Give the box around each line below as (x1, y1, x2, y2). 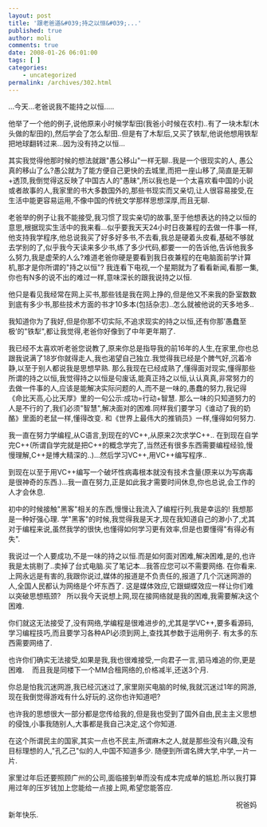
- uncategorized (22, 71, 77, 79)
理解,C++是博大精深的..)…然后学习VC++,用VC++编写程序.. (14, 450, 207, 459)
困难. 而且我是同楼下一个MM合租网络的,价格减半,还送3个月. (8, 665, 209, 674)
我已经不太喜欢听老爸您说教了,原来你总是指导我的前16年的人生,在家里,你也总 (8, 343, 259, 352)
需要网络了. (14, 638, 53, 647)
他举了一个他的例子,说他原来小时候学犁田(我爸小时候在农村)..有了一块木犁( (8, 118, 253, 128)
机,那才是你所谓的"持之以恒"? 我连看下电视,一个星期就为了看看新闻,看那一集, (8, 262, 259, 272)
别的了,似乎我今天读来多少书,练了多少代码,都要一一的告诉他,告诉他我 (22, 242, 247, 252)
